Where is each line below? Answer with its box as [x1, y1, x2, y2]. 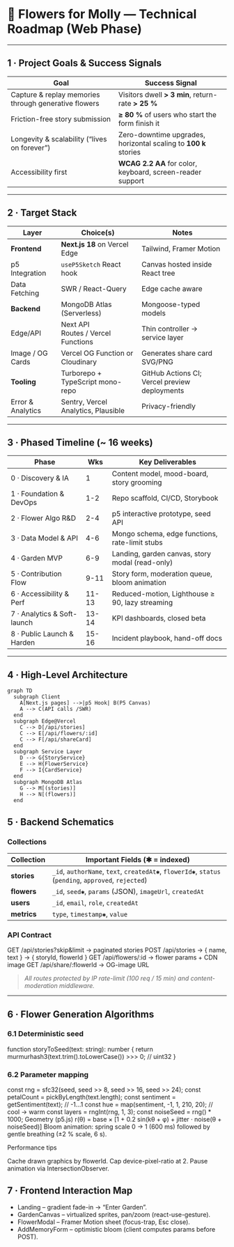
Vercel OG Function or [61, 348, 134, 358]
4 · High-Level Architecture [7, 668, 128, 681]
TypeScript [61, 377, 97, 386]
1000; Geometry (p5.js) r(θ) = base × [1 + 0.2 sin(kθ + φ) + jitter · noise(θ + [7, 1115, 222, 1124]
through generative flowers [10, 98, 100, 108]
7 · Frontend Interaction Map [7, 1184, 133, 1196]
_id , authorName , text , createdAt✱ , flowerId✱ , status [52, 866, 221, 876]
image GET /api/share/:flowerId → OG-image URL [7, 961, 150, 969]
